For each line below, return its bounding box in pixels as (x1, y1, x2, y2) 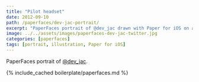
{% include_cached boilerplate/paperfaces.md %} (6, 69, 129, 76)
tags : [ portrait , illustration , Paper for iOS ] (6, 42, 126, 48)
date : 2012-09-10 (6, 14, 49, 20)
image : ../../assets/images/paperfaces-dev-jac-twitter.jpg (6, 31, 158, 37)
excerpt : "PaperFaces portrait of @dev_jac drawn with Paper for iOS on (6, 25, 190, 31)
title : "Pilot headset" (6, 8, 65, 15)
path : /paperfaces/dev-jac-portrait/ (6, 19, 99, 25)
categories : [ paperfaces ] (6, 36, 70, 42)
